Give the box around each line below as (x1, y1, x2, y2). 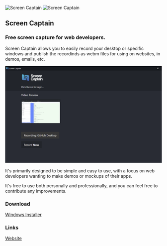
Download (5, 200, 31, 207)
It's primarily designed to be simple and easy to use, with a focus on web (5, 167, 155, 174)
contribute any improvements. (5, 188, 67, 194)
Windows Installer (5, 212, 42, 218)
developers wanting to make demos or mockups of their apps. (5, 173, 133, 179)
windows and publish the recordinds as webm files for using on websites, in (5, 50, 161, 57)
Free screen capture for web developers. (5, 34, 106, 41)
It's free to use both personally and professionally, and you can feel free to (5, 182, 158, 189)
